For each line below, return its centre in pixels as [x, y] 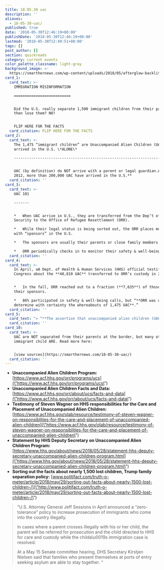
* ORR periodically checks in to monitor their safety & [75, 251]
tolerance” [27, 512]
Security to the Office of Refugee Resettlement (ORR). [72, 220]
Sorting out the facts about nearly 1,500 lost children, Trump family [82, 472]
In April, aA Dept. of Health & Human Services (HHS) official [80, 269]
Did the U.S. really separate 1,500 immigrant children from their [84, 109]
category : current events [31, 60]
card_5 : [13, 314]
